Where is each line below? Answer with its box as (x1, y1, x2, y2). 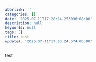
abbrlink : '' (5, 7, 32, 12)
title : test (5, 35, 29, 40)
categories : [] (5, 12, 36, 17)
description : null (5, 21, 42, 26)
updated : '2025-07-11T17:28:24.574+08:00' (5, 39, 93, 44)
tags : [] (5, 30, 23, 35)
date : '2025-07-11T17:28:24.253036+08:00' (5, 16, 93, 21)
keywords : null (5, 25, 36, 30)
